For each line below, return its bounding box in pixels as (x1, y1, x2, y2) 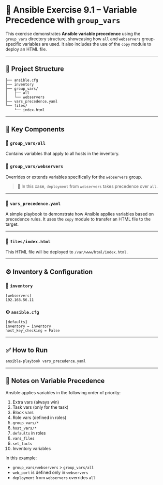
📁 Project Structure (5, 65, 64, 73)
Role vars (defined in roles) (12, 415, 67, 420)
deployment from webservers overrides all (12, 474, 96, 480)
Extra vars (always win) (12, 399, 59, 405)
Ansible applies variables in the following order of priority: (5, 389, 121, 395)
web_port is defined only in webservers (12, 469, 89, 475)
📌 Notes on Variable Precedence (5, 377, 105, 385)
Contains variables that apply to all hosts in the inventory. (5, 151, 120, 157)
